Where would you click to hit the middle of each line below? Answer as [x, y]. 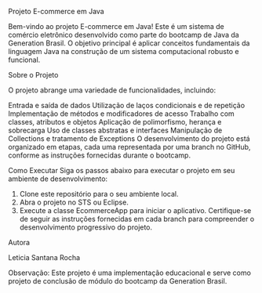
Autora [19, 242]
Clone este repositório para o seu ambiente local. [99, 194]
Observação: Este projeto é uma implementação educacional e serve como [129, 273]
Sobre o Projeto [33, 75]
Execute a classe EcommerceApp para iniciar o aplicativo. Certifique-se [135, 210]
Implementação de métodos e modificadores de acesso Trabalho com [122, 114]
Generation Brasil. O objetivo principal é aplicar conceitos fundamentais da [129, 43]
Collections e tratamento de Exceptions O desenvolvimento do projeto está [129, 139]
